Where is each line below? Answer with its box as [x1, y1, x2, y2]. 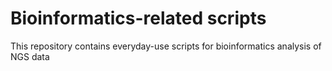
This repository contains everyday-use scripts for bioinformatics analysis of [10, 40, 322, 52]
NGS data [10, 50, 50, 62]
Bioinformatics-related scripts [10, 7, 267, 30]
